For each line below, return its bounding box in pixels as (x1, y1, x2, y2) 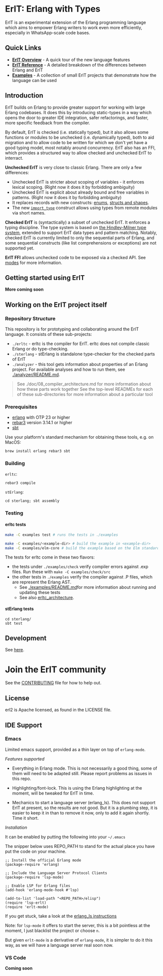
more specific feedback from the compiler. (5, 120, 91, 126)
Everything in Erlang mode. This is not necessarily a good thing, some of (12, 765, 158, 771)
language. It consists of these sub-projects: (5, 331, 92, 337)
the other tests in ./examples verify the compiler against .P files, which (12, 574, 153, 580)
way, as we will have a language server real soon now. (5, 942, 114, 948)
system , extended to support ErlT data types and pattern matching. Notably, (5, 230, 158, 235)
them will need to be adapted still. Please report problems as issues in (12, 770, 152, 776)
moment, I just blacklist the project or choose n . (5, 927, 100, 933)
